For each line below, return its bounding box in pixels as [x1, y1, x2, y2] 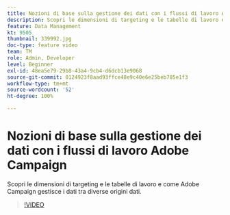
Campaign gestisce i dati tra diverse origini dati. [7, 187, 142, 195]
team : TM [7, 49, 32, 55]
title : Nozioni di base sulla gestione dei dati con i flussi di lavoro [7, 10, 219, 17]
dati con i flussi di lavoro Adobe [7, 143, 190, 158]
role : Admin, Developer [7, 55, 75, 62]
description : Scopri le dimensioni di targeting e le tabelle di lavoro [7, 16, 219, 23]
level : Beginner [7, 61, 53, 68]
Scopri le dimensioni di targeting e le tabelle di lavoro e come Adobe [7, 179, 200, 188]
